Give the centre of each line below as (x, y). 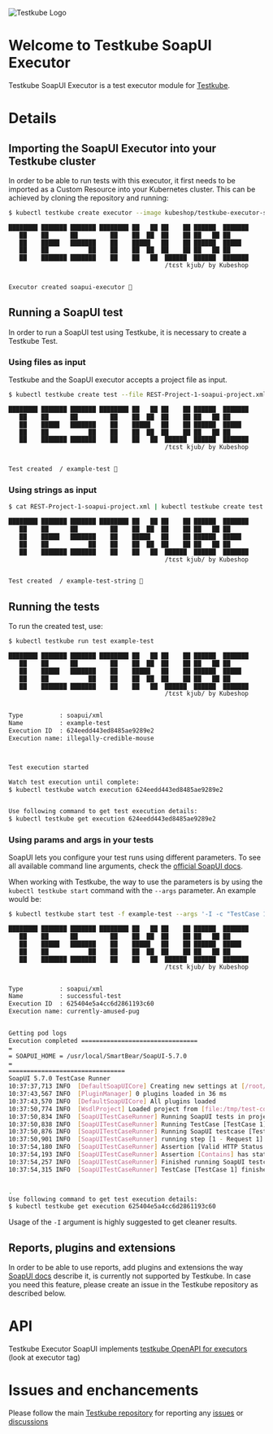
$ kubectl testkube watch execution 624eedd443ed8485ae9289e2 (116, 790)
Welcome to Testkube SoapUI (110, 46)
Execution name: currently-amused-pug (74, 1012)
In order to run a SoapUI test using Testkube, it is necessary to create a (128, 332)
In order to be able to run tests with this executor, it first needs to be (122, 180)
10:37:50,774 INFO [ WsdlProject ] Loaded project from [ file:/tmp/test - (134, 1109)
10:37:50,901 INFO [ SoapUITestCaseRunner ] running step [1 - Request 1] (136, 1139)
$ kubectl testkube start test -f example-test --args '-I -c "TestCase (134, 914)
